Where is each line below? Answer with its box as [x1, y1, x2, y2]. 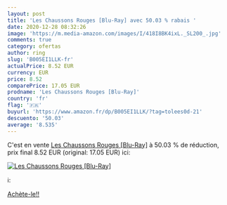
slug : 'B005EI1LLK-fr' [7, 56, 74, 63]
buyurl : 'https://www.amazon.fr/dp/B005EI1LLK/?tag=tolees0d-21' [7, 108, 202, 115]
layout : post [7, 10, 46, 18]
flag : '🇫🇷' [7, 102, 42, 109]
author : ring [7, 50, 46, 57]
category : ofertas [7, 43, 61, 50]
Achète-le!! [7, 190, 40, 198]
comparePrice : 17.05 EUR [7, 82, 80, 89]
